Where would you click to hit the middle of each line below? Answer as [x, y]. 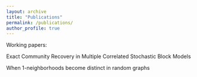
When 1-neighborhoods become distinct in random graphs [78, 68]
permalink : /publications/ [40, 23]
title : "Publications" [34, 17]
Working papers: [27, 45]
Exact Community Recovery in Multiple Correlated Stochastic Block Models [98, 56]
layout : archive [26, 12]
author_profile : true [33, 28]
